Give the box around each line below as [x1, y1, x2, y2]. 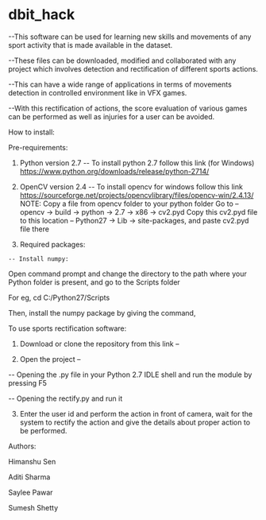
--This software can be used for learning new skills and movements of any [8, 32, 252, 41]
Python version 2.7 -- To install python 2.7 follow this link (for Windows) [19, 157, 255, 168]
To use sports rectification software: [8, 324, 127, 333]
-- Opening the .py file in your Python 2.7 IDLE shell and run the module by [8, 370, 253, 379]
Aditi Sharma [8, 471, 51, 482]
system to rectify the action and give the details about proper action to [19, 417, 251, 427]
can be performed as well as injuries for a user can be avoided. [8, 111, 215, 121]
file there [19, 224, 50, 234]
